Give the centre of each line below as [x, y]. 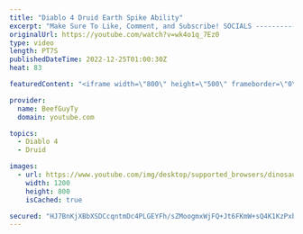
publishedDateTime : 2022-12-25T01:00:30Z [88, 59]
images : [24, 166]
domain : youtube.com [56, 117]
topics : [24, 133]
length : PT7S [34, 51]
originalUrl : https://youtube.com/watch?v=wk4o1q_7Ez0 [115, 34]
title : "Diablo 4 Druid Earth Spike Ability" [96, 18]
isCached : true [54, 200]
